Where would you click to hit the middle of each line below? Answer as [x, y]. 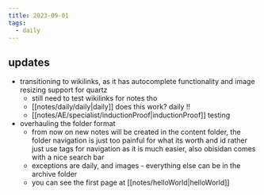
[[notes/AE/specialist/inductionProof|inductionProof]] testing [131, 115]
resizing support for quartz [63, 90]
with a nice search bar [68, 157]
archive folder [54, 174]
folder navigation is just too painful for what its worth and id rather [140, 140]
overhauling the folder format [67, 124]
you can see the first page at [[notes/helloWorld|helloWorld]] [130, 182]
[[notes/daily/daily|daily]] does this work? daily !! [111, 107]
